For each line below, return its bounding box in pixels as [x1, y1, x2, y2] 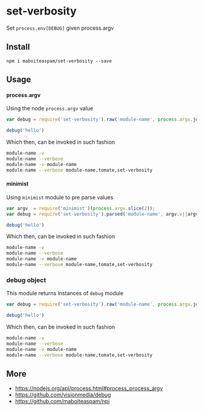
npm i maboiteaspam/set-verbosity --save [6, 58, 112, 64]
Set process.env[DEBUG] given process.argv [6, 24, 114, 32]
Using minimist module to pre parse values [6, 193, 114, 201]
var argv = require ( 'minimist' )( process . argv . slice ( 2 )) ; [6, 205, 155, 212]
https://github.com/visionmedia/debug [14, 391, 111, 398]
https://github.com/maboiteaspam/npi [14, 398, 110, 405]
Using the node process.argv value [6, 105, 94, 112]
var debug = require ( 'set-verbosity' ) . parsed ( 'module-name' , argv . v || [6, 211, 188, 217]
